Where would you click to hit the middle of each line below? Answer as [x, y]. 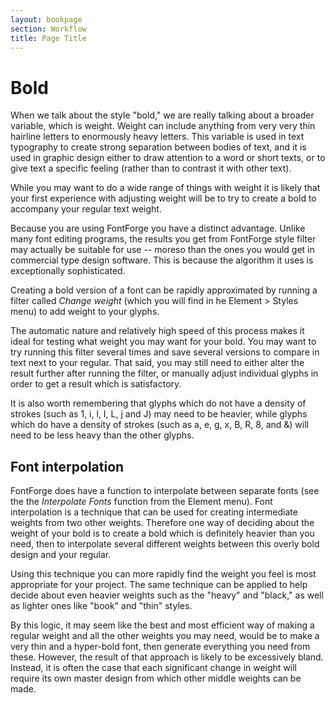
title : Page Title [48, 38]
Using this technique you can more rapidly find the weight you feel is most [163, 574]
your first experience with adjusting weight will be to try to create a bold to [163, 198]
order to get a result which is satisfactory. [96, 384]
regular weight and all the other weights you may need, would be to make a [165, 636]
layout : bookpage [46, 19]
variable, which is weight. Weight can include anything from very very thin [163, 126]
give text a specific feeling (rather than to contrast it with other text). [151, 168]
